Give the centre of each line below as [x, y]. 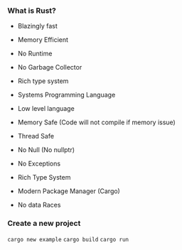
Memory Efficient [43, 40]
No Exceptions [39, 164]
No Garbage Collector [50, 67]
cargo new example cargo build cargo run [68, 239]
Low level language [46, 109]
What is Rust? [32, 11]
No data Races [39, 205]
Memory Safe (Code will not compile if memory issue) [96, 122]
